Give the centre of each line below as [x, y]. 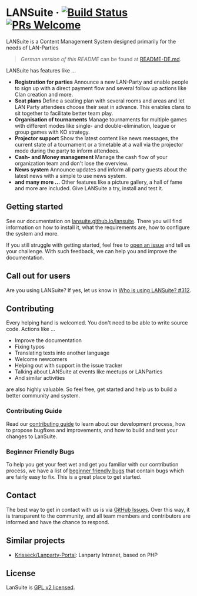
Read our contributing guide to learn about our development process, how [96, 423]
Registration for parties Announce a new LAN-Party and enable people [101, 82]
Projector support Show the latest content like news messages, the [96, 138]
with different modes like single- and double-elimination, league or [95, 125]
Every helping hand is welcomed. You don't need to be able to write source [97, 323]
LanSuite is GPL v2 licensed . [41, 587]
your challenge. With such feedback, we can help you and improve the [92, 251]
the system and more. [32, 233]
